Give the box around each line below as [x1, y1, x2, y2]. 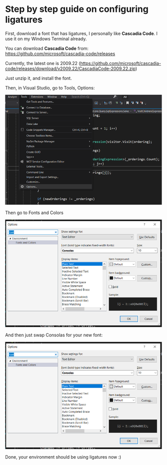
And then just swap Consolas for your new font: [5, 332, 103, 338]
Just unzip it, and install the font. [5, 75, 72, 81]
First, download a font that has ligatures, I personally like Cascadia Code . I [5, 30, 158, 36]
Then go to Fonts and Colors [5, 210, 64, 216]
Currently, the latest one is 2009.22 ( [5, 60, 81, 66]
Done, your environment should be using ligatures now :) [5, 454, 122, 460]
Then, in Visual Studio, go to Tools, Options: [5, 84, 95, 90]
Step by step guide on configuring [5, 3, 149, 15]
